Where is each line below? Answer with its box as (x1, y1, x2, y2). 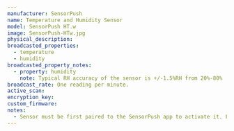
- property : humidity (13, 68, 77, 75)
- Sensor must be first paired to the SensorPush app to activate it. (13, 113, 223, 120)
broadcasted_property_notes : (7, 62, 92, 69)
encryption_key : (7, 94, 54, 101)
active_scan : (7, 87, 45, 94)
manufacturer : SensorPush (7, 10, 82, 17)
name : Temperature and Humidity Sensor (7, 17, 123, 24)
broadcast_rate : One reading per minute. (7, 81, 130, 88)
